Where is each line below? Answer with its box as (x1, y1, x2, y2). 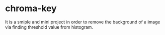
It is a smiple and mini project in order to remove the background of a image (5, 19, 161, 25)
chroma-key (5, 3, 57, 14)
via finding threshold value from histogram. (5, 24, 93, 30)
